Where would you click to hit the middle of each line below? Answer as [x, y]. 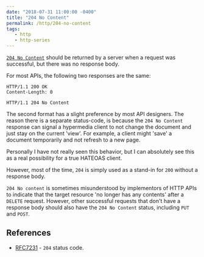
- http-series [32, 40]
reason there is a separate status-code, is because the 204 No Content [95, 120]
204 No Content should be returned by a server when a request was [91, 57]
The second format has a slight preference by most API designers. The [95, 114]
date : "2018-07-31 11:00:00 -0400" [51, 12]
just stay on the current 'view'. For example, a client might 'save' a [89, 133]
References [29, 233]
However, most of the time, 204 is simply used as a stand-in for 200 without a [102, 170]
